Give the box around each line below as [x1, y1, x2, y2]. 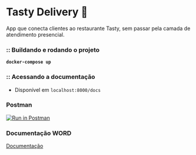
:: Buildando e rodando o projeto [6, 45, 100, 54]
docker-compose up [6, 59, 51, 65]
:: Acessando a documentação [6, 73, 95, 81]
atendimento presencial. [6, 31, 65, 38]
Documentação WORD [6, 129, 72, 137]
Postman [6, 101, 32, 109]
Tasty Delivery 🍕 [6, 5, 88, 19]
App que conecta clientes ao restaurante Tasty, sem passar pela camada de [6, 25, 191, 32]
